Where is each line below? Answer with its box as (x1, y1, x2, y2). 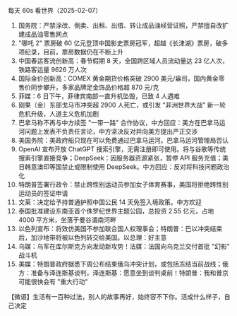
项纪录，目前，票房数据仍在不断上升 (18, 48, 124, 56)
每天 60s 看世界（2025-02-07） (8, 6, 102, 14)
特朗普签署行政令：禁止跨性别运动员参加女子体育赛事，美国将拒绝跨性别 (18, 180, 229, 189)
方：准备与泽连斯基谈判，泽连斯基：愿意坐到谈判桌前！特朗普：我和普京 (18, 269, 229, 277)
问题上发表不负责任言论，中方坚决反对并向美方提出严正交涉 (24, 127, 198, 136)
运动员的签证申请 (18, 189, 68, 197)
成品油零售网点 (24, 30, 68, 38)
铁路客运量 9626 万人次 (18, 66, 87, 74)
